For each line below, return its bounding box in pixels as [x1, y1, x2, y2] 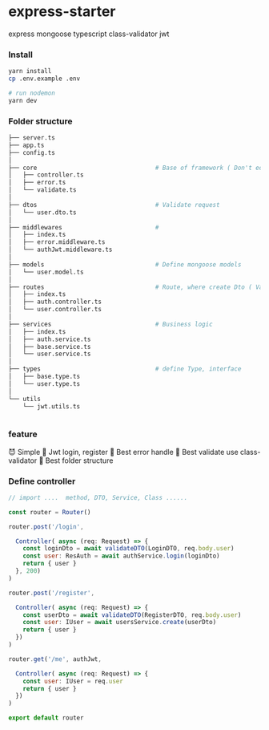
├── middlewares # [8, 223, 159, 231]
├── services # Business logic [8, 320, 214, 328]
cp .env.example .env [8, 75, 81, 83]
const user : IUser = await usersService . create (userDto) [22, 618, 217, 627]
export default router [8, 714, 84, 722]
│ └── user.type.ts [8, 379, 81, 387]
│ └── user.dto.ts [8, 208, 78, 217]
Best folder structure [45, 456, 114, 465]
